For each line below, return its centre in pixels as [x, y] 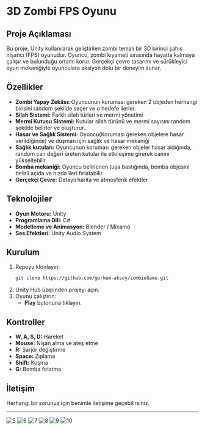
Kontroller [26, 322]
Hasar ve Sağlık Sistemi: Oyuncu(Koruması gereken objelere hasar [99, 134]
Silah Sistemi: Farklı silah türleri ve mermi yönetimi [79, 115]
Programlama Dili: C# [43, 220]
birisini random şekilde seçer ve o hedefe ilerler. [75, 108]
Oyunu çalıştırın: [36, 296]
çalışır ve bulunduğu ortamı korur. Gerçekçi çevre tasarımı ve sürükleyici [97, 61]
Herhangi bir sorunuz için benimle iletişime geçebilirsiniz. [78, 403]
